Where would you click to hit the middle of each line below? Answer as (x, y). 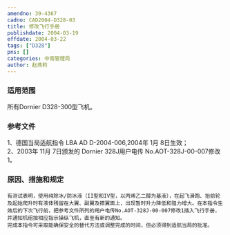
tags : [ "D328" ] (29, 46)
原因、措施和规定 (36, 180)
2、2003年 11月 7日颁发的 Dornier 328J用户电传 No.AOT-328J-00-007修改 (114, 151)
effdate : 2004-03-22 (37, 39)
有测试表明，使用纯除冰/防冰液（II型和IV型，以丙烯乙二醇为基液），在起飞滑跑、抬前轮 (114, 196)
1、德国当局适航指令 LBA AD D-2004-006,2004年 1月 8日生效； (98, 143)
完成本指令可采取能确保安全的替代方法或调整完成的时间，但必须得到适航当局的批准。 (110, 225)
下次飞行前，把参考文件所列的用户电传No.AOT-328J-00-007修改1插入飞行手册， (121, 210)
